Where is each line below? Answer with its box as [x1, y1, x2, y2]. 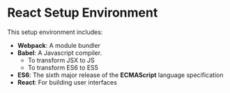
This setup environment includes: [7, 28, 103, 36]
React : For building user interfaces [17, 78, 117, 86]
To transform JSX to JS [27, 56, 95, 64]
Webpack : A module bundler [17, 41, 101, 49]
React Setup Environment [7, 5, 158, 21]
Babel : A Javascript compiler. [17, 49, 102, 57]
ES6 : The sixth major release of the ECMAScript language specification [17, 71, 224, 79]
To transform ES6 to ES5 [27, 63, 99, 71]
